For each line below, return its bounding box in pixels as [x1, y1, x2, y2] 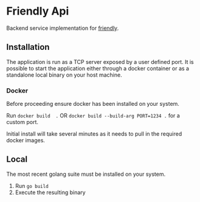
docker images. [6, 137, 46, 144]
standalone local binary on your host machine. [6, 71, 123, 78]
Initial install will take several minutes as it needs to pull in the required [6, 130, 182, 138]
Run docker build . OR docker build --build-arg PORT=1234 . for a [6, 112, 181, 119]
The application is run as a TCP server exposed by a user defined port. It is [6, 58, 194, 65]
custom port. [6, 119, 38, 126]
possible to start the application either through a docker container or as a [6, 64, 190, 72]
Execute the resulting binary [15, 189, 86, 196]
